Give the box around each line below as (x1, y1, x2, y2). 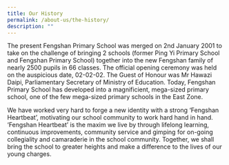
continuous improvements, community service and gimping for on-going (7, 128, 214, 136)
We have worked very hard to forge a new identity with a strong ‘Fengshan (7, 106, 219, 114)
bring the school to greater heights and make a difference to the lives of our (7, 142, 222, 151)
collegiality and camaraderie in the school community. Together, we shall (7, 135, 215, 144)
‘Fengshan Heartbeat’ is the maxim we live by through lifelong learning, (7, 121, 209, 129)
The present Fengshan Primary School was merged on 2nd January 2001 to (7, 42, 223, 50)
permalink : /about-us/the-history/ (7, 16, 110, 23)
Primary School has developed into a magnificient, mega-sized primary (7, 85, 209, 93)
